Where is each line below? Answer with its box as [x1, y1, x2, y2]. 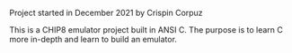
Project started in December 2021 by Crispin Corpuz [9, 8, 204, 18]
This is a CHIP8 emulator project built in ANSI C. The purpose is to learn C [9, 25, 283, 34]
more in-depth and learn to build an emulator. [9, 34, 178, 44]
